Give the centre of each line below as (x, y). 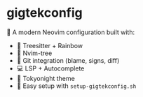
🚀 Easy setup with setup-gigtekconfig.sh (76, 86)
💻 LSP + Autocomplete (50, 68)
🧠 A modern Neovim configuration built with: (71, 32)
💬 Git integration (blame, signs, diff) (68, 60)
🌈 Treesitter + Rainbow (50, 45)
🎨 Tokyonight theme (46, 78)
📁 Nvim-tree (34, 53)
